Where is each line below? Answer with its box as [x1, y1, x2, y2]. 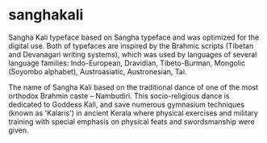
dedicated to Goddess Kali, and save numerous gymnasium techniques [8, 99, 244, 109]
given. [8, 125, 30, 135]
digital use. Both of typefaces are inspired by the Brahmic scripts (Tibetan [8, 40, 254, 50]
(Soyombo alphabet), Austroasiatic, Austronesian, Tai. [8, 66, 187, 76]
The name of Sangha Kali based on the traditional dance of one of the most [8, 82, 259, 92]
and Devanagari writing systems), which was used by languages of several [8, 49, 257, 59]
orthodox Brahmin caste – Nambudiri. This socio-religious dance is [8, 90, 230, 100]
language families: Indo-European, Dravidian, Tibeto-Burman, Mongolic [8, 58, 246, 68]
